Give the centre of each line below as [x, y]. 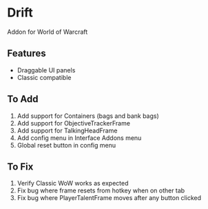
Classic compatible [44, 77]
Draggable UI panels [46, 70]
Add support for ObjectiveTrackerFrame [74, 123]
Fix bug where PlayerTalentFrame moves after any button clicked [109, 198]
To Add [23, 99]
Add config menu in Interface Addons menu [79, 138]
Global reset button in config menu [66, 145]
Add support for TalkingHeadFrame [67, 130]
